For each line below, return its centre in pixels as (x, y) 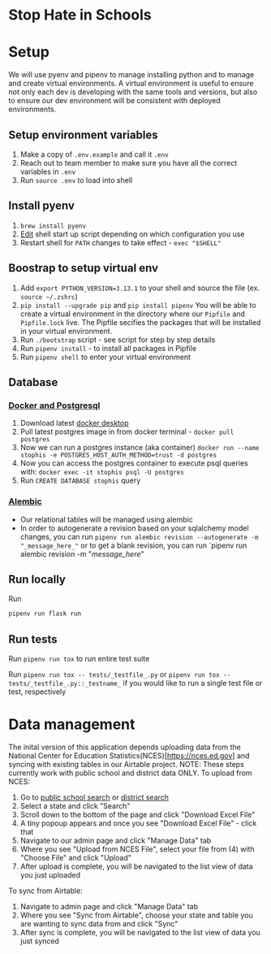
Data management (72, 724)
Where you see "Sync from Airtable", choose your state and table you (136, 915)
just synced (39, 941)
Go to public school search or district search (94, 797)
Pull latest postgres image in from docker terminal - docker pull (127, 431)
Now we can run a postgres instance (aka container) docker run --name (140, 448)
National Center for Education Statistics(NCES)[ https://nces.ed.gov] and (129, 755)
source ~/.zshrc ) (49, 296)
